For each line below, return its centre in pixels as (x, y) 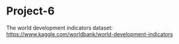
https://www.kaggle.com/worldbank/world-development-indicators (90, 34)
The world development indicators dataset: (60, 28)
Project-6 (30, 11)
